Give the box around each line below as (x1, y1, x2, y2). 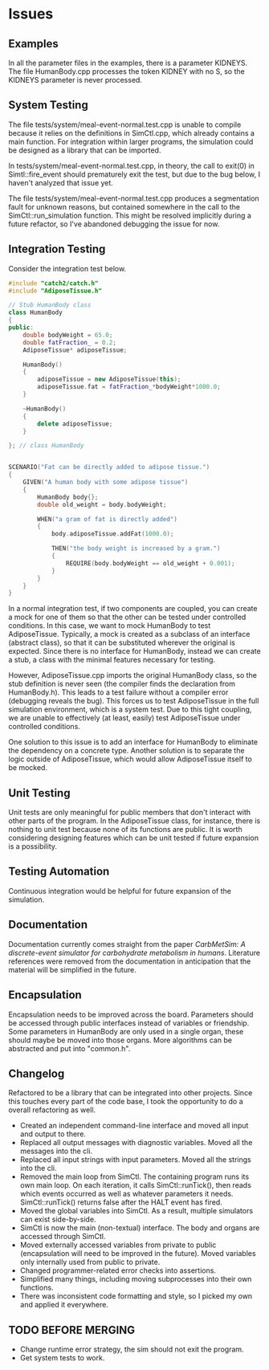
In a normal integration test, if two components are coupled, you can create (8, 604, 258, 614)
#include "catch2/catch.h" (8, 279, 99, 287)
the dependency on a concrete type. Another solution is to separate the (8, 746, 245, 756)
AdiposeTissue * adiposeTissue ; (22, 346, 128, 354)
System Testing (8, 98, 88, 112)
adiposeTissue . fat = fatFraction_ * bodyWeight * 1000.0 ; (37, 383, 221, 391)
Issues (8, 5, 54, 23)
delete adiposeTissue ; (37, 419, 113, 428)
